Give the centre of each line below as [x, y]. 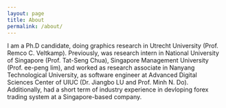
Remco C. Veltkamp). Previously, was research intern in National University [113, 53]
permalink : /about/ [35, 26]
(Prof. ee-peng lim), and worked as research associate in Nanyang [101, 68]
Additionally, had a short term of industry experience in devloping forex [108, 89]
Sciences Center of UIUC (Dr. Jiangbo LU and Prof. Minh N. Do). [98, 83]
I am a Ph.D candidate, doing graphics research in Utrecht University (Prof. [113, 46]
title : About [26, 20]
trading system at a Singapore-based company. [75, 97]
